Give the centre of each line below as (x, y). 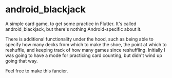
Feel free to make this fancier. (37, 71)
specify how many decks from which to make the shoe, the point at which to (86, 44)
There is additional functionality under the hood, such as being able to (80, 39)
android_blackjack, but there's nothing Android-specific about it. (73, 29)
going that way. (22, 61)
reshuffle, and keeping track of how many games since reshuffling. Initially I (85, 50)
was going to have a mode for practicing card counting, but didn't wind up (84, 55)
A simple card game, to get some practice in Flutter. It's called (71, 24)
